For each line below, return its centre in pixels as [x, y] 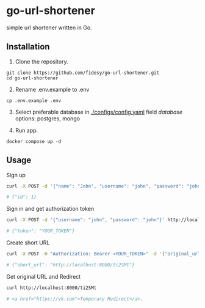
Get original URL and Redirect [44, 276]
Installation [28, 47]
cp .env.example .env [34, 101]
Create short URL [28, 243]
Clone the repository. [41, 61]
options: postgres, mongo [48, 118]
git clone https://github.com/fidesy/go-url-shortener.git [83, 73]
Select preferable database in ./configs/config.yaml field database [99, 112]
